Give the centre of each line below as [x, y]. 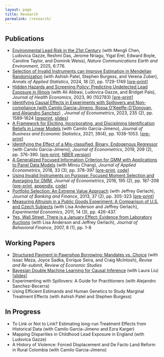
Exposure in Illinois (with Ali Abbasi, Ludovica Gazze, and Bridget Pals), [84, 92]
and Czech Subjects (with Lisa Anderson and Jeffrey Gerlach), [75, 207]
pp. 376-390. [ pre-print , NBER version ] [52, 154]
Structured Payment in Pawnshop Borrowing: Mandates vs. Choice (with [85, 255]
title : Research [22, 14]
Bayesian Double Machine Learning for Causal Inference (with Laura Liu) [85, 270]
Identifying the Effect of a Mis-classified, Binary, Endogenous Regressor [85, 144]
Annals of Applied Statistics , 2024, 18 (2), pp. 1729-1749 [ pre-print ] [80, 82]
